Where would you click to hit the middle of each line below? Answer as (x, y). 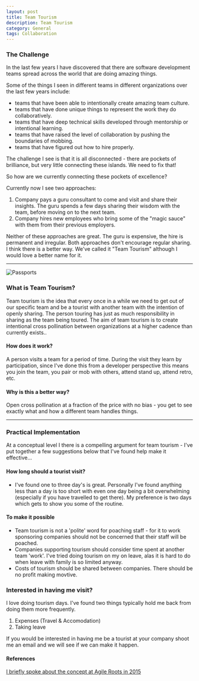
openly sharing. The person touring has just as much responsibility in (90, 313)
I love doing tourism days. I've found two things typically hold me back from (99, 603)
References (21, 658)
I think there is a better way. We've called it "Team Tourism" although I (92, 249)
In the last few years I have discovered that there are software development (98, 67)
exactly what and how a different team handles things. (72, 411)
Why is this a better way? (38, 392)
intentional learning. (39, 128)
